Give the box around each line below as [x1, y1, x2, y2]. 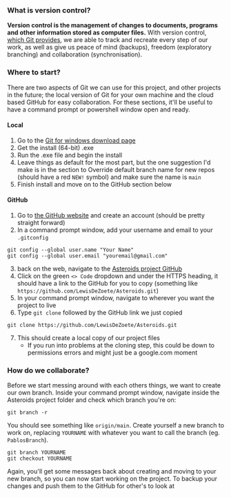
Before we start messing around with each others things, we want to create [7, 381, 221, 390]
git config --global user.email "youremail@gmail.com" [7, 253, 168, 260]
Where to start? [7, 67, 61, 77]
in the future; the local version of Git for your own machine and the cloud [7, 90, 214, 98]
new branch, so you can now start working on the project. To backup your [7, 474, 218, 483]
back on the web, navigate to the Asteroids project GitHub [17, 264, 183, 273]
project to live [17, 302, 57, 309]
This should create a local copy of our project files [17, 334, 161, 342]
